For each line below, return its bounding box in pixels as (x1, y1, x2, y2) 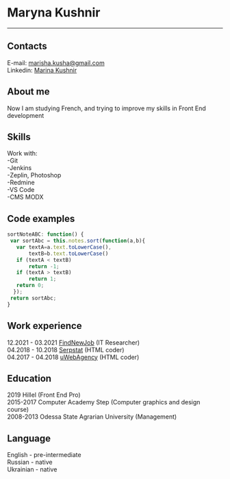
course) (7, 406, 29, 414)
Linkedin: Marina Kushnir (7, 66, 77, 74)
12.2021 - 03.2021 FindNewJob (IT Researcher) (7, 338, 140, 347)
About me (7, 86, 50, 97)
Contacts (7, 40, 48, 52)
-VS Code (7, 186, 35, 194)
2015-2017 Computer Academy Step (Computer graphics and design (7, 398, 201, 406)
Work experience (7, 320, 82, 332)
